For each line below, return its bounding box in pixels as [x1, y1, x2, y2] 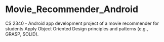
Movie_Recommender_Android [5, 4, 138, 15]
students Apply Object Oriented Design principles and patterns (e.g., [5, 25, 148, 31]
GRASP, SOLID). [5, 31, 39, 37]
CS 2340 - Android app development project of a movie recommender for [5, 20, 159, 26]
